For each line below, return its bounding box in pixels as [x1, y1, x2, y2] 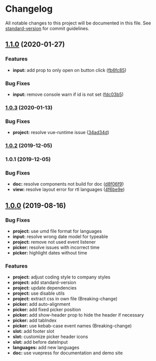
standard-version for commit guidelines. [5, 25, 89, 31]
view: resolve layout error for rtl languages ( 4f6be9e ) [12, 187, 125, 193]
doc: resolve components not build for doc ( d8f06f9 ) [12, 181, 124, 187]
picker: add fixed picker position [12, 306, 81, 313]
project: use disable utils [12, 290, 65, 296]
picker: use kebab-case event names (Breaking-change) [12, 323, 132, 329]
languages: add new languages [12, 345, 80, 351]
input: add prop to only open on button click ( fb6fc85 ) [12, 67, 127, 73]
